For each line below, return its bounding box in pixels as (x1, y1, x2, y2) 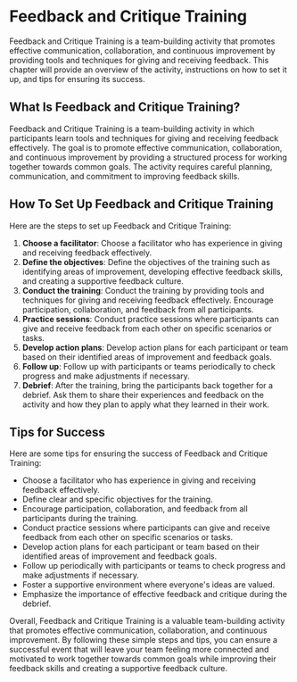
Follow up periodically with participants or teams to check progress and (21, 561, 286, 571)
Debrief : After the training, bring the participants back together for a (21, 379, 274, 390)
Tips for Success (9, 424, 105, 439)
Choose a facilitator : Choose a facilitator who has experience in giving (21, 237, 283, 248)
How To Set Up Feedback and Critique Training (9, 196, 274, 212)
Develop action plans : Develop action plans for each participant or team (21, 342, 289, 353)
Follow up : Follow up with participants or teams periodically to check (21, 361, 276, 371)
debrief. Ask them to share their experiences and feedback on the (21, 389, 265, 400)
